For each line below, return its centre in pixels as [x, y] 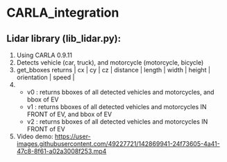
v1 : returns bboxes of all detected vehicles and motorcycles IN [117, 107]
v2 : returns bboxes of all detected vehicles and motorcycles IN [117, 122]
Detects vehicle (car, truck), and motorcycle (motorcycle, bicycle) [110, 63]
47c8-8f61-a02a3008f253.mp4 [61, 151]
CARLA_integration [63, 13]
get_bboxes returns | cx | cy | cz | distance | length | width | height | [113, 70]
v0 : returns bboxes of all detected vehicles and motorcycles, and [120, 92]
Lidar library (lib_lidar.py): [64, 39]
